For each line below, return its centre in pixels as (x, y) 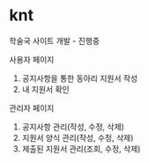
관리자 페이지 (32, 107)
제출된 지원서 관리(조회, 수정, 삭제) (81, 148)
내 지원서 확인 (45, 89)
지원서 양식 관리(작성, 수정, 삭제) (78, 137)
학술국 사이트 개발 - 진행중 (54, 41)
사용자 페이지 (32, 59)
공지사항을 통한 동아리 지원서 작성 (80, 78)
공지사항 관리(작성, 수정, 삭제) (73, 126)
